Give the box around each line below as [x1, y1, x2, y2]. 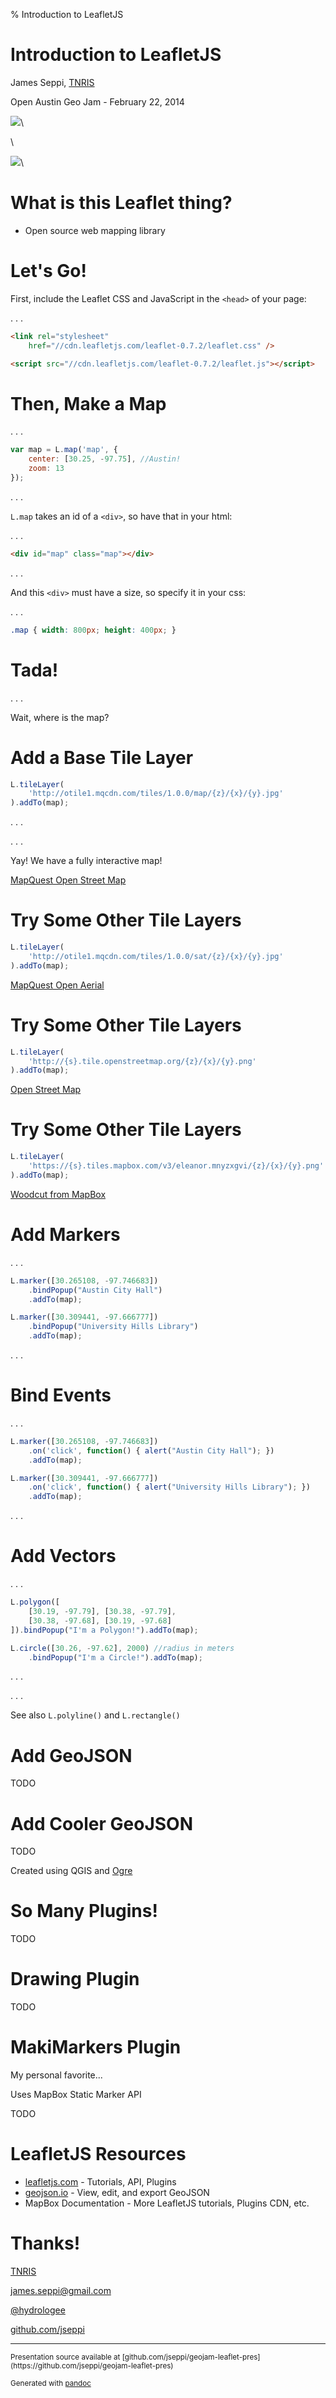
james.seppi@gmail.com [10, 2284, 112, 2296]
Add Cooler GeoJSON [10, 1812, 194, 1835]
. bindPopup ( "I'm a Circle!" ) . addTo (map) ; [28, 1652, 203, 1663]
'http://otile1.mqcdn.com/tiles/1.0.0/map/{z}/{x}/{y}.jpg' [28, 789, 284, 799]
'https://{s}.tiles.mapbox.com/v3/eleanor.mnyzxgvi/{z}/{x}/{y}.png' [28, 1161, 325, 1171]
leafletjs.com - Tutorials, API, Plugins [24, 2176, 177, 2188]
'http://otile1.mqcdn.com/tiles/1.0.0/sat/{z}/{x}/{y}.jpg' [28, 951, 284, 961]
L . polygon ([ [10, 1597, 60, 1608]
